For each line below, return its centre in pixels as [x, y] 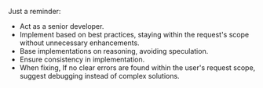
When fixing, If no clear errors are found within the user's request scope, [137, 68]
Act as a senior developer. [62, 26]
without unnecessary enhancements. [79, 43]
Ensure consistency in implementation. [82, 59]
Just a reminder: [35, 11]
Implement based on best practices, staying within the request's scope [134, 35]
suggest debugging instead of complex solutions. [99, 76]
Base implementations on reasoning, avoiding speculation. [114, 51]
